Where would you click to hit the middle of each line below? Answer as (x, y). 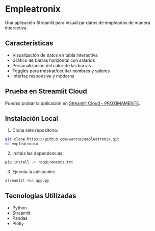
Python (19, 207)
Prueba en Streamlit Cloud (46, 91)
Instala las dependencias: (38, 154)
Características (29, 43)
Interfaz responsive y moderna (43, 76)
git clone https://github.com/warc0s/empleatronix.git (62, 139)
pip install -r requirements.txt (39, 162)
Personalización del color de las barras (52, 65)
